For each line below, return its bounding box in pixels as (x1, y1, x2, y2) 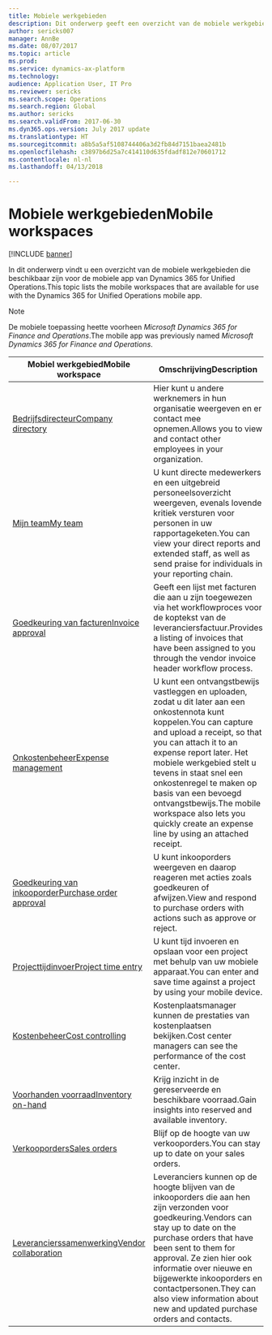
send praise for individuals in (153, 558, 263, 569)
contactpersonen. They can (153, 1283, 257, 1294)
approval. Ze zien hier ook (153, 1252, 253, 1264)
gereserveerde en (153, 1084, 221, 1095)
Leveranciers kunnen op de (153, 1171, 257, 1182)
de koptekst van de (153, 612, 227, 624)
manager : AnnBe (8, 34, 60, 43)
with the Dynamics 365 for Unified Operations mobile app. (8, 291, 202, 300)
